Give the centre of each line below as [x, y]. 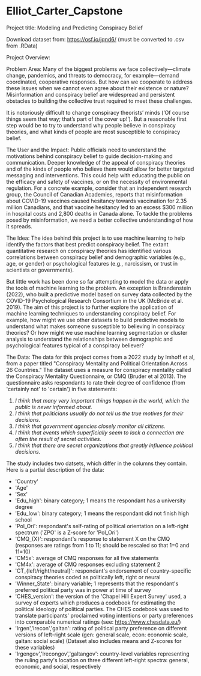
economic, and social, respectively [58, 666]
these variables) [35, 647]
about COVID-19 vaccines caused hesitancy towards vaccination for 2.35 [97, 201]
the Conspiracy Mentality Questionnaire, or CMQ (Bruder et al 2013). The [96, 376]
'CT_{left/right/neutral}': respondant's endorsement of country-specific [103, 571]
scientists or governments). [40, 270]
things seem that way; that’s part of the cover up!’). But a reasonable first [97, 119]
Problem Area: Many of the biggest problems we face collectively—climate [98, 69]
